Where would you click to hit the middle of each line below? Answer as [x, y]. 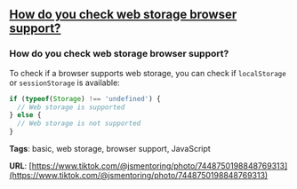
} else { [25, 115]
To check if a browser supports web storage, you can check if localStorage [148, 73]
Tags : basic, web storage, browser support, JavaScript [110, 149]
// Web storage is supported [71, 107]
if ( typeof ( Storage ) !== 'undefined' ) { [85, 98]
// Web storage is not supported [79, 123]
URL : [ [21, 166]
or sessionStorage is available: [64, 83]
